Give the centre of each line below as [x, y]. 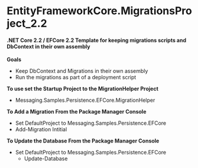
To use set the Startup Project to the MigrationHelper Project [83, 89]
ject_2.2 [27, 23]
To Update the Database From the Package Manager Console [83, 141]
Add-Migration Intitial [41, 130]
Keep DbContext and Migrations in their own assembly [82, 71]
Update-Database [46, 159]
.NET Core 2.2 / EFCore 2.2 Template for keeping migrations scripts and [97, 40]
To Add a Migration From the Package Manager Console [77, 112]
